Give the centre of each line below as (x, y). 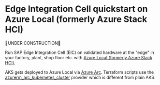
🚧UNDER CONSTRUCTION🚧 (33, 43)
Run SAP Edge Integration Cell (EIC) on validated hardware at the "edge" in (80, 52)
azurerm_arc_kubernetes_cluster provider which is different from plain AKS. (80, 77)
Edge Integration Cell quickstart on (77, 9)
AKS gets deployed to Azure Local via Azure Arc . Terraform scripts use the (80, 72)
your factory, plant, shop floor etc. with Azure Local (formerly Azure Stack (79, 57)
